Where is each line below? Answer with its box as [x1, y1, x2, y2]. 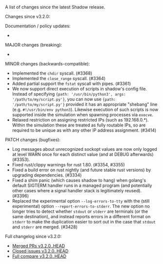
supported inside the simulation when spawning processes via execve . [12, 112, 154, 118]
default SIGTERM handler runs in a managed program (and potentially [12, 183, 152, 188]
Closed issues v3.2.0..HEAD [12, 248, 69, 254]
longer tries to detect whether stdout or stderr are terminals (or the [12, 208, 148, 214]
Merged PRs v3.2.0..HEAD [12, 243, 65, 248]
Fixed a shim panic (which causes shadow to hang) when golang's [12, 178, 146, 183]
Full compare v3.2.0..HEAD [12, 253, 67, 259]
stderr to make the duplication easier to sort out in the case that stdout [12, 219, 156, 224]
